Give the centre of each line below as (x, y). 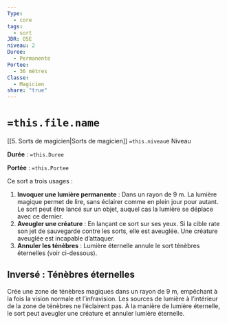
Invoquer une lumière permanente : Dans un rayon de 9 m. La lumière (117, 194)
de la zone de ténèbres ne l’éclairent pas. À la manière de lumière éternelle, (114, 306)
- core (23, 20)
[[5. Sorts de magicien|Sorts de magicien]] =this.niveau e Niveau (99, 141)
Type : (15, 13)
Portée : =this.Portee (38, 168)
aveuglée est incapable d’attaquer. (66, 239)
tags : (15, 26)
